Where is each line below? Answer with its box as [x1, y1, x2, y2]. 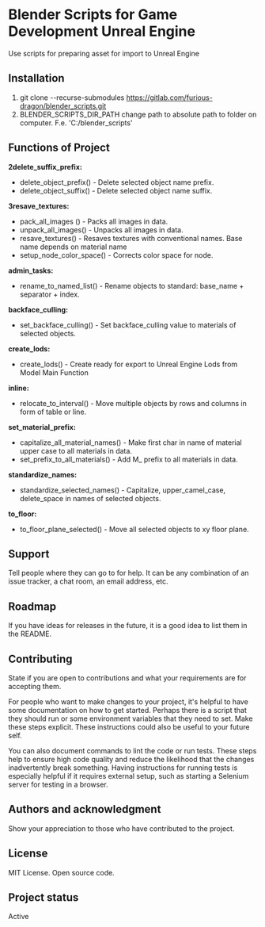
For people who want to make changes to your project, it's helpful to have [8, 697, 249, 707]
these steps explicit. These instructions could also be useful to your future [8, 722, 250, 731]
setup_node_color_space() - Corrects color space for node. [19, 250, 214, 259]
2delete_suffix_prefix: [8, 162, 83, 171]
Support [8, 547, 50, 561]
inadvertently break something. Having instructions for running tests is [8, 763, 238, 772]
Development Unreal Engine [8, 22, 196, 40]
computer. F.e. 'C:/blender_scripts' [19, 117, 133, 128]
